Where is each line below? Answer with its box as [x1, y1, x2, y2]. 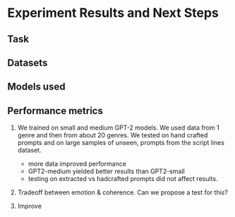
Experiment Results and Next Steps [7, 5, 219, 21]
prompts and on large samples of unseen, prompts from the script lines [17, 139, 224, 147]
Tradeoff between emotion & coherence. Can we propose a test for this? [17, 188, 228, 197]
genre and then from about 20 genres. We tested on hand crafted [17, 131, 208, 139]
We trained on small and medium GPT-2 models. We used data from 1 [17, 123, 220, 132]
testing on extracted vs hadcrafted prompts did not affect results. [28, 175, 218, 183]
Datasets [7, 56, 48, 68]
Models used [7, 81, 66, 93]
